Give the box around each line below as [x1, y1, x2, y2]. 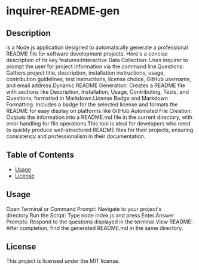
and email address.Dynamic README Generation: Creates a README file [6, 82, 185, 89]
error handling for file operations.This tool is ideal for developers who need [6, 120, 191, 127]
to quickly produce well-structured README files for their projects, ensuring [6, 127, 194, 133]
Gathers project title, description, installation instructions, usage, [6, 69, 166, 76]
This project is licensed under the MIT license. [6, 257, 120, 265]
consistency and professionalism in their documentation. [6, 133, 146, 140]
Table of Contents [6, 150, 75, 160]
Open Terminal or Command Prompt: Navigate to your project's [6, 205, 162, 213]
